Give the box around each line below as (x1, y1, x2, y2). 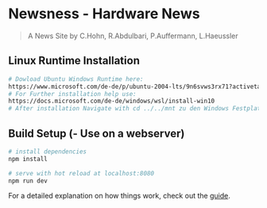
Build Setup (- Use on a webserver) (8, 126, 185, 140)
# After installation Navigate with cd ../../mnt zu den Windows (8, 105, 229, 113)
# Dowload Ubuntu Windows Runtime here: (8, 75, 145, 83)
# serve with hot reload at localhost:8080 (8, 169, 155, 177)
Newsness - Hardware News (8, 5, 200, 23)
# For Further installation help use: (8, 90, 137, 98)
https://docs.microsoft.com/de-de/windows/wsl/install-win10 (8, 97, 215, 106)
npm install (8, 155, 48, 163)
